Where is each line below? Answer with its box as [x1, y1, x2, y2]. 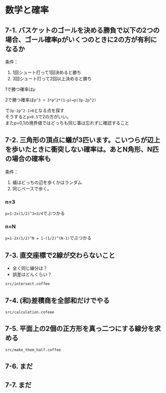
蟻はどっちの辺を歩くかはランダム [12, 179, 83, 185]
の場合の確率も [5, 155, 51, 163]
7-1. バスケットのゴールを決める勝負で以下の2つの [5, 26, 160, 34]
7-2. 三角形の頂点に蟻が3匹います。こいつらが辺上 [5, 136, 161, 145]
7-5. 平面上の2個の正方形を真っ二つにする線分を [5, 325, 155, 333]
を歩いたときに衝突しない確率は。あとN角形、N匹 [5, 145, 159, 154]
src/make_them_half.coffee [5, 347, 61, 352]
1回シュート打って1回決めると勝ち [12, 69, 82, 75]
